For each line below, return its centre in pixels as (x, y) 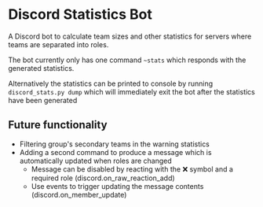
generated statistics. (41, 68)
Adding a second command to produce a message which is (115, 152)
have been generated (43, 100)
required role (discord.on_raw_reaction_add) (103, 178)
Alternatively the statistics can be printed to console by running (111, 83)
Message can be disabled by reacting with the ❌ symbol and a (132, 169)
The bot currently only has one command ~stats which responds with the (127, 60)
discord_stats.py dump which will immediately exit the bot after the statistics (131, 91)
